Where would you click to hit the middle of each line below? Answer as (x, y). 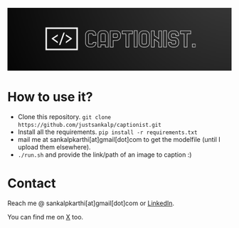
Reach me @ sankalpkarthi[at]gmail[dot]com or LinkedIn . (91, 203)
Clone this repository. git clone (64, 116)
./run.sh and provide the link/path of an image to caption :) (105, 155)
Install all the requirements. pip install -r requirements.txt (107, 132)
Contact (32, 183)
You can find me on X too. (46, 217)
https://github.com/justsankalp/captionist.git (89, 125)
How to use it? (50, 97)
